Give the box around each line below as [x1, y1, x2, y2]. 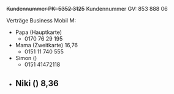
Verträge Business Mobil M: [6, 17, 77, 24]
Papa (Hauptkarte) [15, 29, 62, 36]
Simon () [15, 55, 37, 61]
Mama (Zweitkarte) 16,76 [15, 42, 78, 49]
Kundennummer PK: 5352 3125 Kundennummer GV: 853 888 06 [6, 5, 168, 12]
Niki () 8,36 [15, 78, 59, 89]
